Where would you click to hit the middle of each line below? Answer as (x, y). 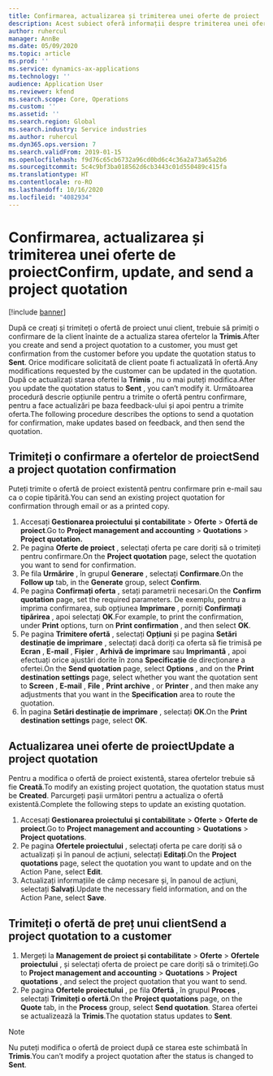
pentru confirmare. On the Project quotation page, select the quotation (138, 557)
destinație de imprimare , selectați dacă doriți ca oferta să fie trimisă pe (141, 643)
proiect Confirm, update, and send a (131, 272)
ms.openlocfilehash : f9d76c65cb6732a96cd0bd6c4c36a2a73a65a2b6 (118, 159)
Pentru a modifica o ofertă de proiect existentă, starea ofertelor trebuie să (132, 779)
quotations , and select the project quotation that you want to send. (134, 981)
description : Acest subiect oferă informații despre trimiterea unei (129, 24)
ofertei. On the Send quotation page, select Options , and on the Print (137, 669)
